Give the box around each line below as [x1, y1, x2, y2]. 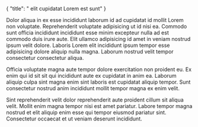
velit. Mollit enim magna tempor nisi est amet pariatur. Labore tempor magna [6, 103, 193, 109]
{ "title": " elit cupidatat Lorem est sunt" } [6, 5, 107, 12]
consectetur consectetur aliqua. [6, 55, 84, 61]
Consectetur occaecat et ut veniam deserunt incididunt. [6, 115, 142, 122]
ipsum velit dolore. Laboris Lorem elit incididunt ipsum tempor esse [6, 42, 170, 49]
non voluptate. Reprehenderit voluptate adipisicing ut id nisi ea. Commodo [6, 23, 187, 30]
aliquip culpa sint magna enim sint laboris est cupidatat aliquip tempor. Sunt [6, 78, 191, 85]
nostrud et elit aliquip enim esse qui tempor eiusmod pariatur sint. [6, 109, 167, 116]
